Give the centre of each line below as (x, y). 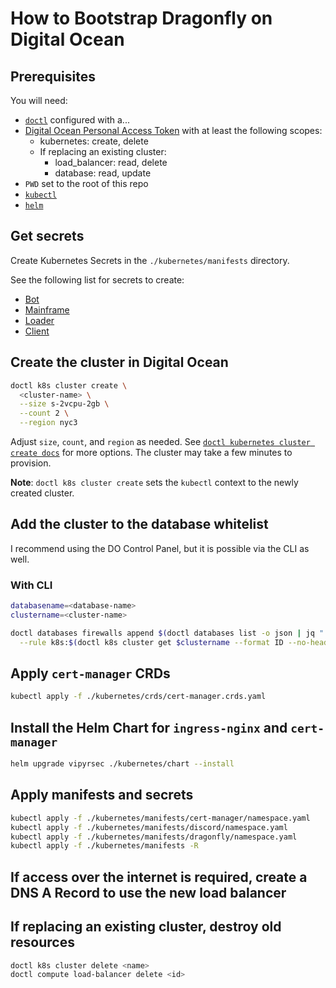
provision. (31, 463)
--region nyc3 (48, 423)
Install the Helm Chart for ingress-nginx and (149, 727)
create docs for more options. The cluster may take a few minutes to (151, 452)
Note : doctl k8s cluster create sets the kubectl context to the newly (154, 482)
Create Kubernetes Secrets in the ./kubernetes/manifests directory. (150, 260)
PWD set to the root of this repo (86, 183)
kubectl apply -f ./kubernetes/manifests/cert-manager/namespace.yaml (160, 818)
